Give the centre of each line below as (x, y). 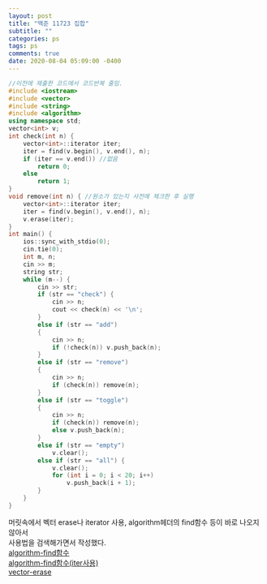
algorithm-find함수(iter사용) (54, 563)
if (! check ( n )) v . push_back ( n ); (106, 347)
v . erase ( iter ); (49, 219)
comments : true (34, 54)
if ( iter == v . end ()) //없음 (71, 159)
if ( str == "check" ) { (76, 294)
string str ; (43, 272)
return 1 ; (54, 182)
